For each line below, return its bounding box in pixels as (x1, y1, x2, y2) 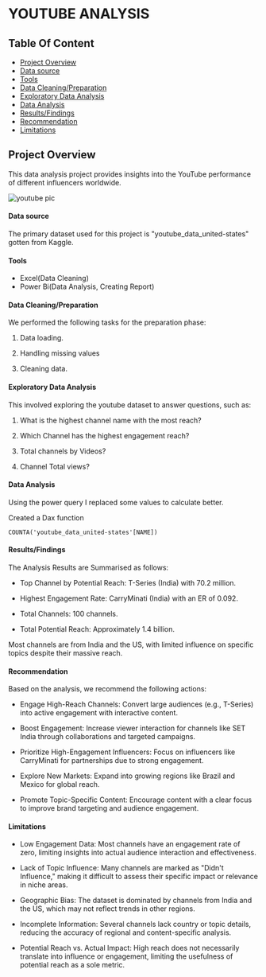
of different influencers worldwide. (8, 177, 121, 187)
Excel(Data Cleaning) (19, 274, 90, 283)
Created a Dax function (8, 512, 85, 522)
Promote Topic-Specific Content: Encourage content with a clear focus (19, 795, 253, 804)
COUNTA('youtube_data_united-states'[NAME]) (8, 528, 158, 536)
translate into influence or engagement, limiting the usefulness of (19, 952, 233, 961)
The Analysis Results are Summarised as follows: (8, 562, 169, 573)
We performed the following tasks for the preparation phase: (8, 317, 206, 327)
